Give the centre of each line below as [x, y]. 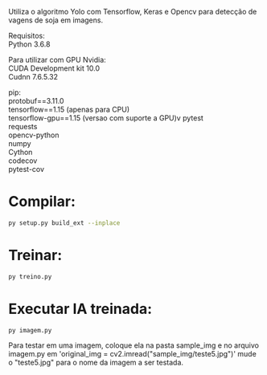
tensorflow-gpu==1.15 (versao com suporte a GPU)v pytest [106, 118]
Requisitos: [27, 36]
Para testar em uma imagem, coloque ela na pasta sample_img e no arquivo [134, 345]
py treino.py [30, 276]
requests [23, 126]
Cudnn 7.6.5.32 [33, 77]
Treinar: [35, 255]
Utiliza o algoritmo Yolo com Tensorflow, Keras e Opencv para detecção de [133, 12]
